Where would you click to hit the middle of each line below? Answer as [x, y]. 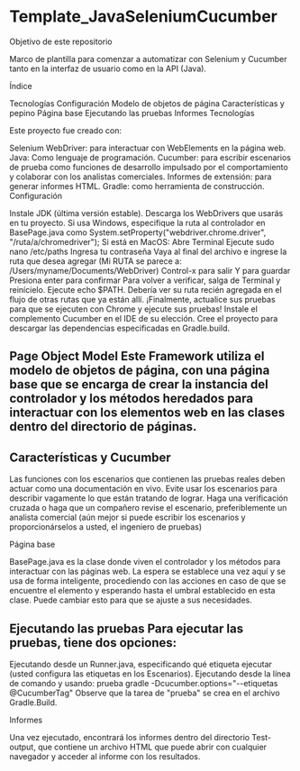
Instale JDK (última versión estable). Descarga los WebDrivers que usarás [146, 213]
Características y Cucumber [90, 457]
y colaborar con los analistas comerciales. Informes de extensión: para [141, 177]
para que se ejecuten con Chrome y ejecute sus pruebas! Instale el [134, 309]
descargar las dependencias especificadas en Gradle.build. [120, 328]
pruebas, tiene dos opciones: [93, 643]
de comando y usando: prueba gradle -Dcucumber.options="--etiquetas [144, 683]
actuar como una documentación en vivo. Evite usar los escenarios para [143, 489]
